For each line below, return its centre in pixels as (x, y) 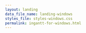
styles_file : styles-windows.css (39, 18)
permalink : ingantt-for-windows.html (43, 23)
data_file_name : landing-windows (39, 14)
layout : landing (21, 9)
